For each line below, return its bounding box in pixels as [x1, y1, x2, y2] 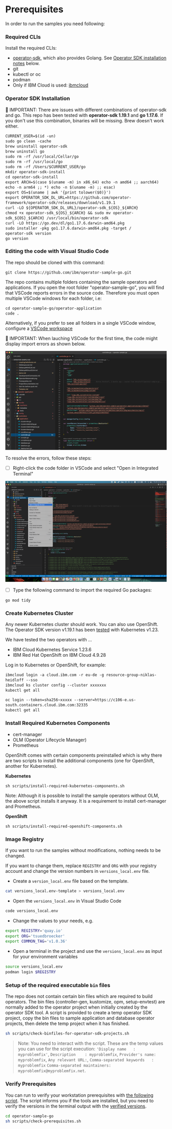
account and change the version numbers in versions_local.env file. [5, 868, 150, 874]
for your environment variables [12, 954, 78, 960]
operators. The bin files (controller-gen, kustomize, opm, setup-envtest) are [5, 999, 165, 1005]
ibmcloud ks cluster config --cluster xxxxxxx [5, 683, 106, 688]
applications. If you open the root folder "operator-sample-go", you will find [5, 284, 164, 290]
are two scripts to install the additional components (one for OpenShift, [5, 757, 155, 764]
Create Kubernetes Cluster [5, 610, 74, 617]
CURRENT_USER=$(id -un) [5, 133, 56, 139]
